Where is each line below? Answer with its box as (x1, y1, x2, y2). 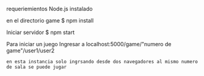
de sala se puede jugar (6, 64, 67, 70)
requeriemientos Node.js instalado (6, 5, 93, 12)
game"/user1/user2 (6, 47, 55, 54)
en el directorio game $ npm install (6, 17, 94, 24)
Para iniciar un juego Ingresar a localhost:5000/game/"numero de (6, 41, 172, 47)
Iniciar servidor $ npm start (6, 29, 75, 36)
